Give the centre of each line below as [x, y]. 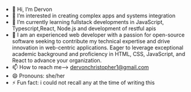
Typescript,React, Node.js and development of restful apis [84, 28]
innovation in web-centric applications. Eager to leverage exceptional [98, 48]
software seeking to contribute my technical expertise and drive [91, 41]
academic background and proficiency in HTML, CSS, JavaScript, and [99, 54]
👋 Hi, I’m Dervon [32, 9]
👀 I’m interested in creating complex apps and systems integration [94, 16]
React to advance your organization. [57, 60]
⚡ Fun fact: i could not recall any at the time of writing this [83, 82]
